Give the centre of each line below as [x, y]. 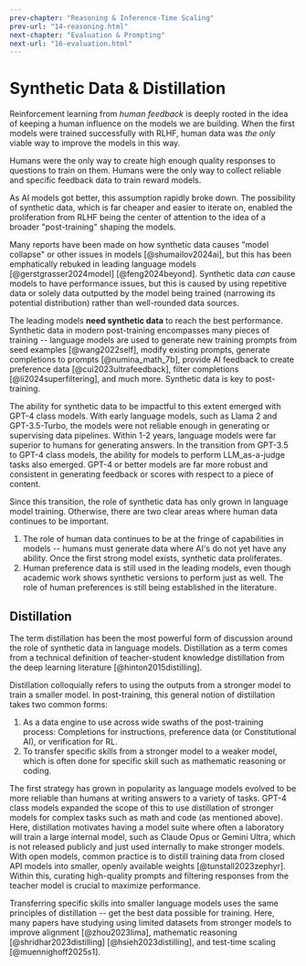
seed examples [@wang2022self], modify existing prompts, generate [140, 350]
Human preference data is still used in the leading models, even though [157, 568]
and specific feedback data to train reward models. [106, 180]
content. [25, 484]
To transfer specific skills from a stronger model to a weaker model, [150, 751]
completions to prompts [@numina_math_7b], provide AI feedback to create [152, 360]
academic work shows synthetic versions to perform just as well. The [153, 578]
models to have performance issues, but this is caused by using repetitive [148, 283]
